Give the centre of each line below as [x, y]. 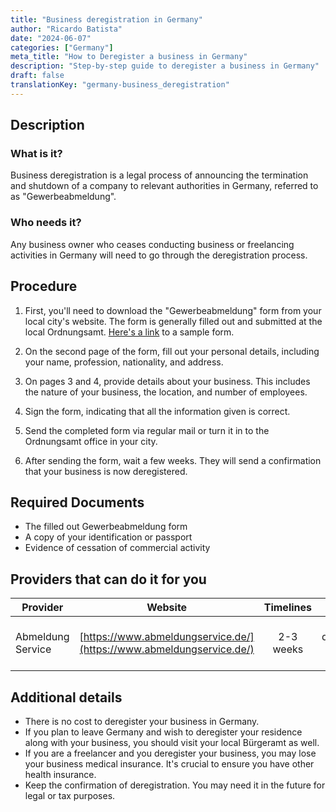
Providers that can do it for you [108, 579]
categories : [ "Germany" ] [62, 47]
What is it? [36, 154]
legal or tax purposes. [70, 795]
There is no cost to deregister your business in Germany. [142, 721]
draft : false [37, 76]
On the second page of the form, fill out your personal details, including [172, 351]
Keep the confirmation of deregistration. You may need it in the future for [175, 785]
